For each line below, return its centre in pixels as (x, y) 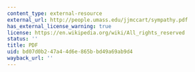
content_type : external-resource (55, 13)
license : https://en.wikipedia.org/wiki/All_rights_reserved (96, 33)
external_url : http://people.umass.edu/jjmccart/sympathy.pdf (97, 20)
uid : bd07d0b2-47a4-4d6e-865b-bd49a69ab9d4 (70, 52)
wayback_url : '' (30, 58)
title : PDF (23, 45)
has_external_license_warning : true (59, 26)
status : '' (23, 39)
